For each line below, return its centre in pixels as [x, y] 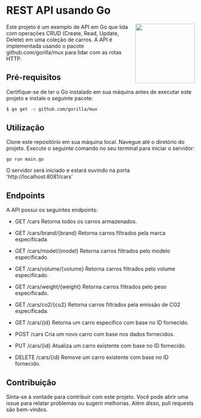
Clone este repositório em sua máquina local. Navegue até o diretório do [95, 142]
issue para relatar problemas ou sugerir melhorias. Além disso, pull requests [100, 403]
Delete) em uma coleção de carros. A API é [59, 39]
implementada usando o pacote [45, 46]
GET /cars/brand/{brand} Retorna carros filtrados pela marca [90, 233]
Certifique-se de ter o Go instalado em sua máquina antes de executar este [99, 92]
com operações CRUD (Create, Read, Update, [63, 33]
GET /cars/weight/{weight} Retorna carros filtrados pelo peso [91, 287]
